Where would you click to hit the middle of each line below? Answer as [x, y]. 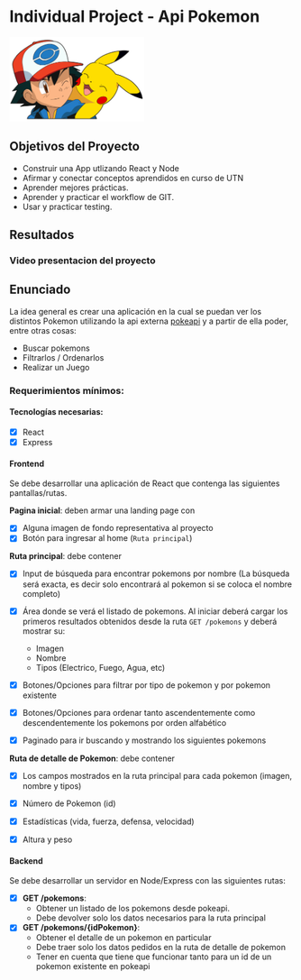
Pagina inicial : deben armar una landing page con [102, 510]
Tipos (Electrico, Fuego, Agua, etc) [100, 667]
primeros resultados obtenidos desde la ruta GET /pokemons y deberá [150, 621]
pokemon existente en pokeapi [93, 966]
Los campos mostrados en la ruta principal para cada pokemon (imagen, [157, 775]
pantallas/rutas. [38, 493]
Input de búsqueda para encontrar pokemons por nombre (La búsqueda [156, 573]
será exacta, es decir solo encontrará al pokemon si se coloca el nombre [157, 584]
